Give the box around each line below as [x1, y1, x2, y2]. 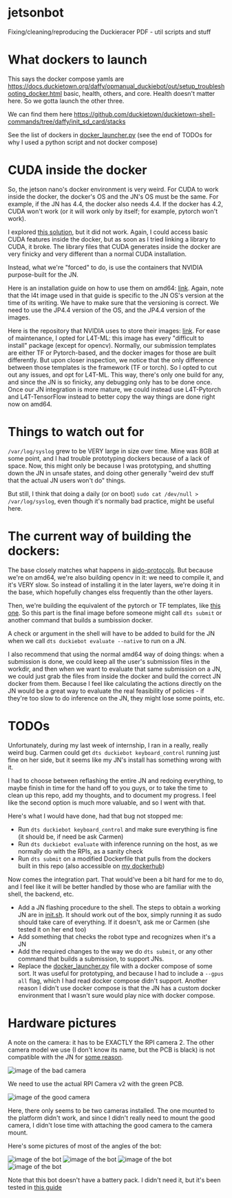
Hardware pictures [8, 1015, 117, 1031]
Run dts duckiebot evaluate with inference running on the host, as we [17, 840, 218, 848]
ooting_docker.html [8, 89, 63, 97]
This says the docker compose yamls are [8, 75, 125, 83]
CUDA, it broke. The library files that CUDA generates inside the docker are [8, 242, 221, 251]
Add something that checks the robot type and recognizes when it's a [17, 932, 216, 941]
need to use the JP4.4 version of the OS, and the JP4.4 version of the [8, 306, 206, 314]
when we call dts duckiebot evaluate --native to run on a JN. [8, 636, 187, 645]
